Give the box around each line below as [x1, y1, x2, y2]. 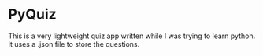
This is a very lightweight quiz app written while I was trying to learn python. [8, 31, 256, 40]
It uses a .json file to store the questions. [8, 39, 140, 48]
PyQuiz [8, 5, 57, 23]
